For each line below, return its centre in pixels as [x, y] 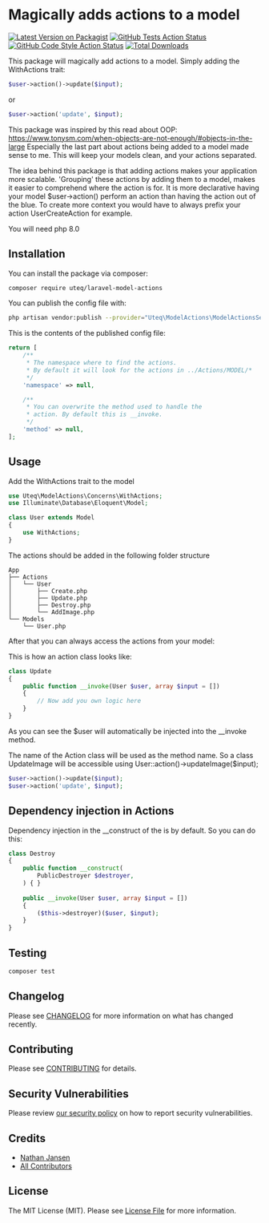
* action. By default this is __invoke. [94, 414]
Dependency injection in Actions [91, 811]
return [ [23, 348]
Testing [28, 953]
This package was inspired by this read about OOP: [93, 129]
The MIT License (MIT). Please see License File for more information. [122, 1210]
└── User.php [44, 626]
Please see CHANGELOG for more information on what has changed [121, 1015]
